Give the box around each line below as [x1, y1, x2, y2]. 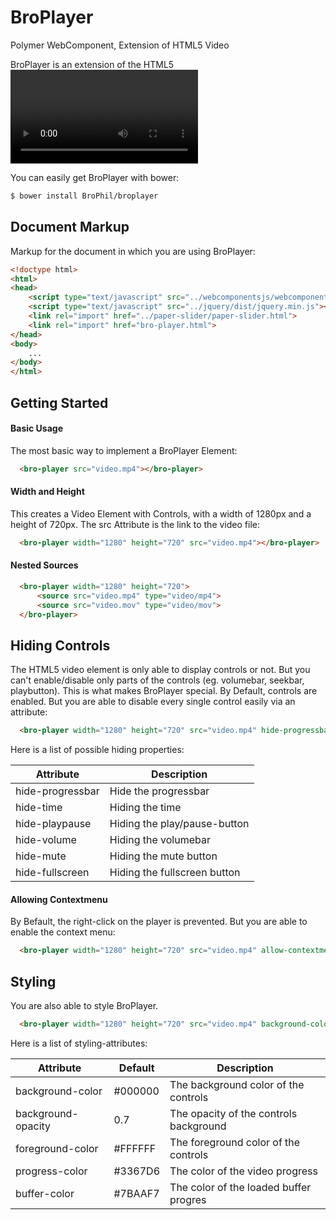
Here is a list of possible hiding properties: [10, 744, 185, 756]
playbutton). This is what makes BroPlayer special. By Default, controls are [10, 685, 318, 697]
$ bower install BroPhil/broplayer [10, 191, 159, 201]
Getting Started [10, 394, 109, 411]
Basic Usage [10, 422, 63, 435]
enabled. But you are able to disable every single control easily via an [10, 696, 296, 708]
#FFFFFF [113, 1141, 157, 1155]
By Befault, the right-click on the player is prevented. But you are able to [10, 916, 308, 928]
